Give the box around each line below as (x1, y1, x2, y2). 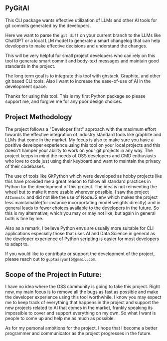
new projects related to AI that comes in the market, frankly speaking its (5, 305, 153, 311)
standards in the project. (5, 63, 56, 69)
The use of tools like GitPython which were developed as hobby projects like (5, 173, 163, 179)
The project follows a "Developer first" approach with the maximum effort (5, 126, 156, 132)
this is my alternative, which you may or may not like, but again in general (5, 210, 156, 216)
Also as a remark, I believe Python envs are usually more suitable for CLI (5, 225, 154, 231)
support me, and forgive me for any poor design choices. (5, 98, 123, 104)
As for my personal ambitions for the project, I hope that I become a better (5, 325, 158, 331)
